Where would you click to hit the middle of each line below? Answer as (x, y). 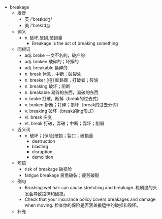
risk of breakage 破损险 (48, 169)
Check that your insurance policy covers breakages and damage (90, 199)
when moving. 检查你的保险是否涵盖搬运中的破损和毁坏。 (82, 205)
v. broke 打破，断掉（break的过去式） (63, 99)
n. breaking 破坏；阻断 (47, 86)
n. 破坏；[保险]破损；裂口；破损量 (59, 136)
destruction (44, 141)
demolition (42, 157)
